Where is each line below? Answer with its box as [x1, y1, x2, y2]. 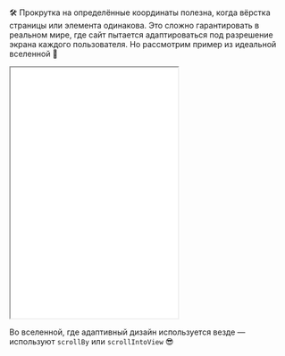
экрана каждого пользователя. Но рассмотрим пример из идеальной [9, 39, 277, 49]
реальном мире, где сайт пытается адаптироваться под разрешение [9, 29, 274, 40]
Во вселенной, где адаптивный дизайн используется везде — [9, 327, 246, 337]
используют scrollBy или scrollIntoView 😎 [9, 336, 174, 346]
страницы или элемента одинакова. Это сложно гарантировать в [9, 21, 260, 30]
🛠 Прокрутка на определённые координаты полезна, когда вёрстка [9, 7, 271, 18]
